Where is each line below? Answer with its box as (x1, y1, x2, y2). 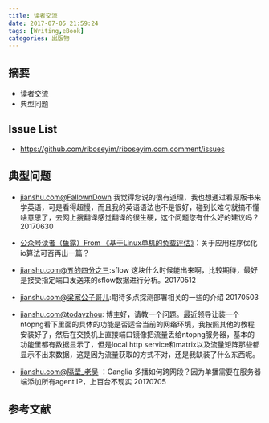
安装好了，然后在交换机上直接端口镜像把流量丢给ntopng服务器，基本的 (19, 329, 255, 339)
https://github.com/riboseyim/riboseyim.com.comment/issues (19, 144, 225, 154)
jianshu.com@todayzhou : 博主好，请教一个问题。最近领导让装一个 (19, 309, 240, 318)
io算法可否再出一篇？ (19, 248, 90, 257)
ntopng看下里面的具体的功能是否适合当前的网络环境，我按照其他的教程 (19, 319, 255, 329)
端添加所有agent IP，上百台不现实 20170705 (19, 376, 167, 386)
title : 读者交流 (8, 11, 58, 20)
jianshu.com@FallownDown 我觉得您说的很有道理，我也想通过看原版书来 (19, 192, 262, 202)
